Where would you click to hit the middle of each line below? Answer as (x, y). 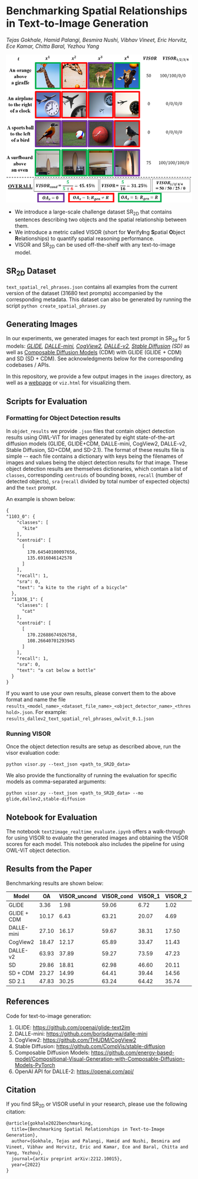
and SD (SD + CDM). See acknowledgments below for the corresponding (95, 358)
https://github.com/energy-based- (133, 1052)
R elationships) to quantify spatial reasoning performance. (84, 238)
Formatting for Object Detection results (63, 418)
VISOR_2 (176, 896)
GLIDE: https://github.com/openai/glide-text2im (72, 1027)
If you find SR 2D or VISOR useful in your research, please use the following (97, 1105)
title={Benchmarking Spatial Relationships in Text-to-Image (88, 1129)
